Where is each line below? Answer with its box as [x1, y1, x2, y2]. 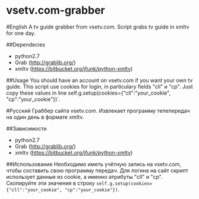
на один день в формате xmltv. [6, 113, 84, 121]
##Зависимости [6, 125, 47, 132]
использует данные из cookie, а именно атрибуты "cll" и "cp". [6, 173, 163, 180]
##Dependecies [6, 41, 46, 48]
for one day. [6, 29, 36, 36]
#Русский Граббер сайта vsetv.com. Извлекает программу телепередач [6, 107, 190, 114]
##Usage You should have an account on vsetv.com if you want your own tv [6, 77, 193, 84]
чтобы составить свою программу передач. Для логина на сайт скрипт [6, 167, 188, 174]
